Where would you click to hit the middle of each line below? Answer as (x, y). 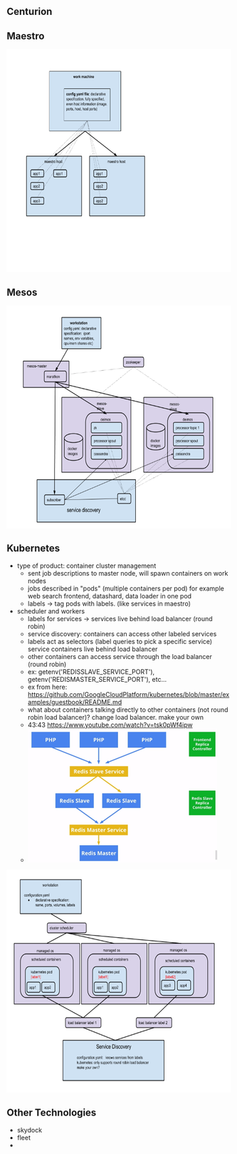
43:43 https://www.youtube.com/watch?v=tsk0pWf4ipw (110, 725)
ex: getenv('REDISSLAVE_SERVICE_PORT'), (91, 672)
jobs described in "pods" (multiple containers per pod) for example (126, 588)
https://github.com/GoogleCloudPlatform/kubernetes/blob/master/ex (128, 694)
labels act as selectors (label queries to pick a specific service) (120, 641)
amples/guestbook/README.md (75, 702)
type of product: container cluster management (86, 566)
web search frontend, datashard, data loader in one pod (110, 596)
